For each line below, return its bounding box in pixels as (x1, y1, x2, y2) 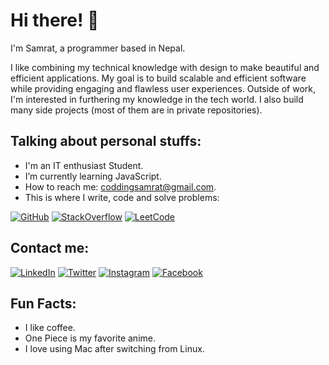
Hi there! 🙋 (10, 9, 100, 32)
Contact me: (10, 240, 90, 257)
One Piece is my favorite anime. (24, 332, 156, 344)
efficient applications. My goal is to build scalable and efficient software (10, 72, 307, 84)
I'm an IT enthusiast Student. (24, 159, 144, 171)
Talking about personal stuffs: (10, 133, 202, 150)
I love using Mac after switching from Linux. (24, 343, 205, 355)
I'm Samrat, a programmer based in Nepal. (10, 42, 186, 54)
